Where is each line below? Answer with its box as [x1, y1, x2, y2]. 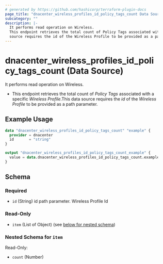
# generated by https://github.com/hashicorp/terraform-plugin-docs [5, 7, 147, 12]
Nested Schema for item [5, 233, 63, 240]
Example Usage [5, 115, 53, 124]
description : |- [5, 20, 38, 26]
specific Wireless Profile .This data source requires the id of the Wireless [12, 96, 157, 102]
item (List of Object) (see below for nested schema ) [12, 221, 115, 227]
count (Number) [12, 254, 44, 260]
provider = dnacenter [9, 132, 53, 137]
